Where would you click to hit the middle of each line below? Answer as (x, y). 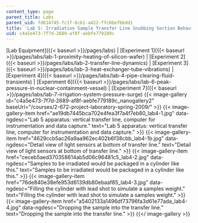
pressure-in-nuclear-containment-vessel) (57, 88)
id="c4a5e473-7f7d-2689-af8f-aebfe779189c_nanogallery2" (80, 101)
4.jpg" (14, 208)
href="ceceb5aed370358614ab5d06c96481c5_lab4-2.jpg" (77, 157)
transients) (19, 82)
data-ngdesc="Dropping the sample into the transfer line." (93, 208)
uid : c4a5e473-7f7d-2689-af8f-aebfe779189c (60, 34)
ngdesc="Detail (25, 145)
